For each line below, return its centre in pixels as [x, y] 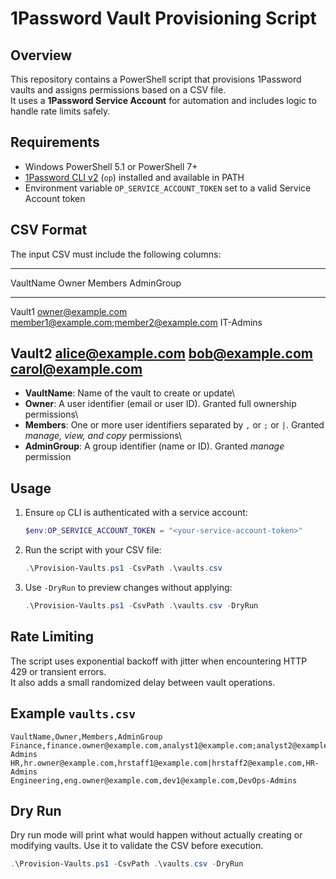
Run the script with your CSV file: [93, 550]
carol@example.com [76, 369]
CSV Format [49, 230]
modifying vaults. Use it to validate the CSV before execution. [137, 846]
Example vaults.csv [73, 713]
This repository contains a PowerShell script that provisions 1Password [156, 79]
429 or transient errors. [58, 671]
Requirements [55, 142]
